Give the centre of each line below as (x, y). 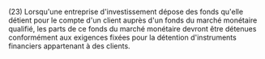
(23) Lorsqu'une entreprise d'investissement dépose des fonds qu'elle (126, 12)
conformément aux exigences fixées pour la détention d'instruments (122, 37)
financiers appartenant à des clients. (70, 46)
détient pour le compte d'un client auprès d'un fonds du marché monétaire (133, 20)
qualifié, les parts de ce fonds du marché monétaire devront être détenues (132, 29)
